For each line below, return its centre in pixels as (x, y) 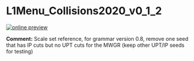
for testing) (20, 51)
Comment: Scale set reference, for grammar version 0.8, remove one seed (97, 38)
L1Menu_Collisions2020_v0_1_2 (84, 11)
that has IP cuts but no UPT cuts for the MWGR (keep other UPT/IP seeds (95, 45)
